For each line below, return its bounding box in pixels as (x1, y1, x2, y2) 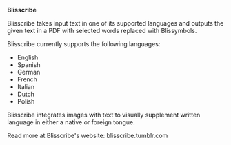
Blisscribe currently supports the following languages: (7, 40, 161, 48)
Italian (17, 83, 35, 90)
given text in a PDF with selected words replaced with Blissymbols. (7, 27, 197, 35)
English (17, 53, 39, 61)
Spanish (17, 61, 41, 68)
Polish (17, 97, 35, 106)
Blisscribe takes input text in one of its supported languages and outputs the (7, 19, 224, 27)
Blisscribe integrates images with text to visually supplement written (7, 110, 201, 119)
